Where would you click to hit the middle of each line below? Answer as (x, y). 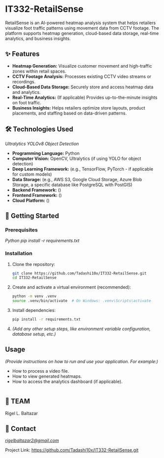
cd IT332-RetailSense (34, 278)
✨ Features (22, 54)
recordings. (24, 81)
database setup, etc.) (34, 334)
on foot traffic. (27, 103)
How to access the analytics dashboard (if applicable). (67, 382)
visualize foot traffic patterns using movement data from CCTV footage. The (82, 28)
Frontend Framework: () (37, 195)
